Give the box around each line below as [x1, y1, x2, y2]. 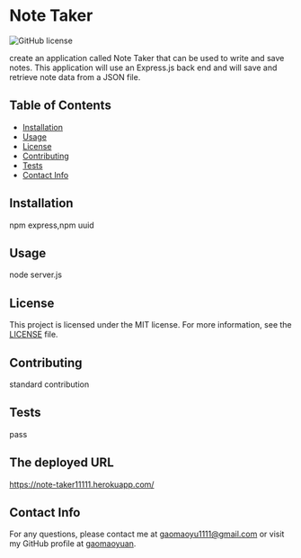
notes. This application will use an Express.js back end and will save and [9, 62, 278, 73]
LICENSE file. [9, 329, 58, 340]
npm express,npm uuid [9, 220, 94, 230]
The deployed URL [9, 455, 114, 471]
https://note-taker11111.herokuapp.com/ [9, 479, 155, 490]
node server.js [9, 269, 63, 280]
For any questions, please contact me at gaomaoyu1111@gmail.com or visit [9, 528, 285, 540]
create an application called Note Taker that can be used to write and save [9, 52, 285, 63]
